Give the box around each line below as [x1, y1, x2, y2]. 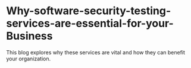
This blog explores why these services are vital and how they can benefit [6, 48, 186, 56]
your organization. [6, 55, 51, 62]
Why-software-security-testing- [6, 4, 171, 18]
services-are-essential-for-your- [6, 17, 174, 30]
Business [6, 30, 53, 43]
